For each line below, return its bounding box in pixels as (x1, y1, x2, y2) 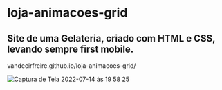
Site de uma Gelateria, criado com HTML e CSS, (7, 33, 216, 44)
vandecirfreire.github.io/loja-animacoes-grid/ (7, 62, 136, 70)
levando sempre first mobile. (7, 43, 134, 55)
